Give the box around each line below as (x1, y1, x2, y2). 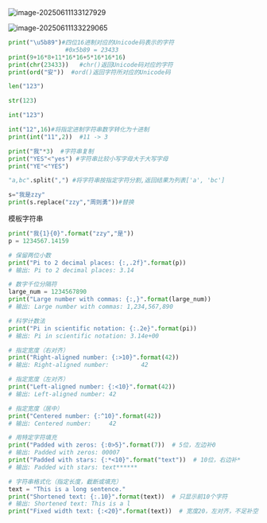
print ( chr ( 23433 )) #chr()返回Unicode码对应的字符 (8, 60, 173, 68)
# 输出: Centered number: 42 (8, 420, 117, 427)
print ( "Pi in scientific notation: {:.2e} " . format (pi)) (8, 324, 197, 333)
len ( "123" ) (8, 83, 44, 91)
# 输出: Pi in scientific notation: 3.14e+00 (8, 332, 159, 340)
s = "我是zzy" (8, 191, 45, 199)
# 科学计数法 (8, 317, 45, 325)
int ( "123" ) (8, 111, 44, 119)
